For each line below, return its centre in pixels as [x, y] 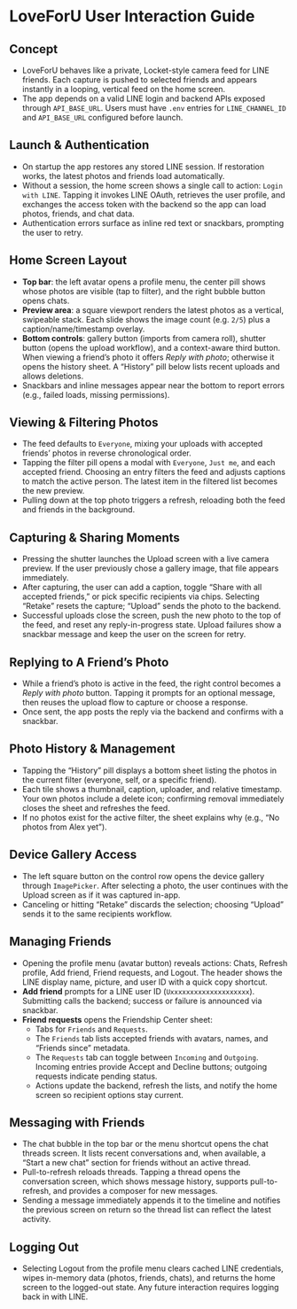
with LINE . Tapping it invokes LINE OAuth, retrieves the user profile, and [153, 195]
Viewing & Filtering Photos [84, 423]
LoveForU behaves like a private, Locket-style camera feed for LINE [146, 70]
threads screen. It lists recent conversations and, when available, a [144, 1153]
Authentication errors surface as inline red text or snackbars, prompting [153, 222]
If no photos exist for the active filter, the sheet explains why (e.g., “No [151, 817]
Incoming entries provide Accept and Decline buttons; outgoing [151, 1066]
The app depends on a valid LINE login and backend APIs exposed [144, 98]
